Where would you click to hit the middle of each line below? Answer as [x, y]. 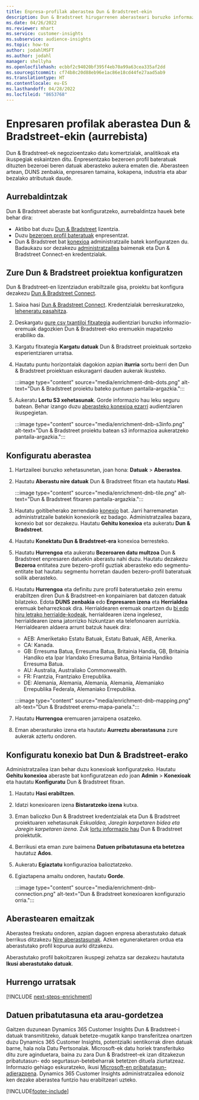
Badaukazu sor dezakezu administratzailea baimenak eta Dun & [92, 248]
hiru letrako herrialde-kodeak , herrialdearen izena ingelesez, [89, 614]
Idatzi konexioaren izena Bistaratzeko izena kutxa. [77, 804]
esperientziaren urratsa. [44, 353]
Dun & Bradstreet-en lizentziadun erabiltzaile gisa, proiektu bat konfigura [95, 287]
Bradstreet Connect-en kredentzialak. [61, 254]
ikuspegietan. [31, 413]
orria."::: [24, 900]
